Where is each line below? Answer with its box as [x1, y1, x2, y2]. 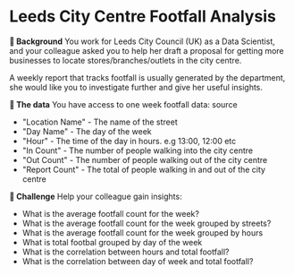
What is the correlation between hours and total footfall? [21, 246, 230, 257]
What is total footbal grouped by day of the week [21, 236, 203, 247]
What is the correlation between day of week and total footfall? [21, 255, 254, 266]
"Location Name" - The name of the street [21, 116, 178, 127]
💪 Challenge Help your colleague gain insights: [9, 191, 182, 202]
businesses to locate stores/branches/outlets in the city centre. [9, 55, 242, 65]
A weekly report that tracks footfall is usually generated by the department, [9, 72, 286, 82]
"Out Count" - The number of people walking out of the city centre [21, 154, 268, 165]
